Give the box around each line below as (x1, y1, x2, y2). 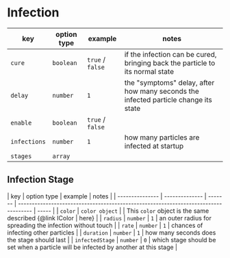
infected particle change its (124, 94, 212, 104)
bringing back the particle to (124, 58, 216, 68)
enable (10, 118, 32, 127)
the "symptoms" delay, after (124, 77, 215, 87)
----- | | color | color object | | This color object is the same (37, 207, 209, 215)
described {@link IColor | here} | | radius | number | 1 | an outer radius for (7, 214, 212, 222)
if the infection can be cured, (124, 49, 217, 59)
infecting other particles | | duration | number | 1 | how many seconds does (7, 228, 216, 237)
